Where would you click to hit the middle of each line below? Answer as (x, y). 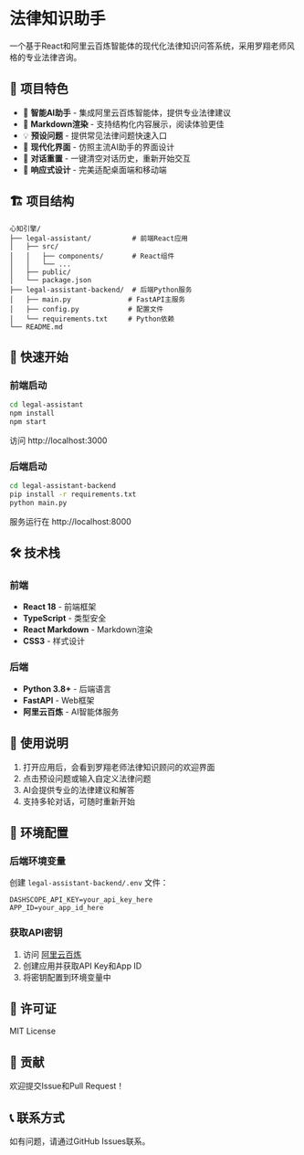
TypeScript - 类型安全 (64, 619)
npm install (32, 413)
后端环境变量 (38, 861)
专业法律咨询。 (53, 57)
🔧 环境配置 (39, 832)
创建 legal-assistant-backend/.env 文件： (89, 883)
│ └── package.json (51, 280)
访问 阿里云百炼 (52, 954)
